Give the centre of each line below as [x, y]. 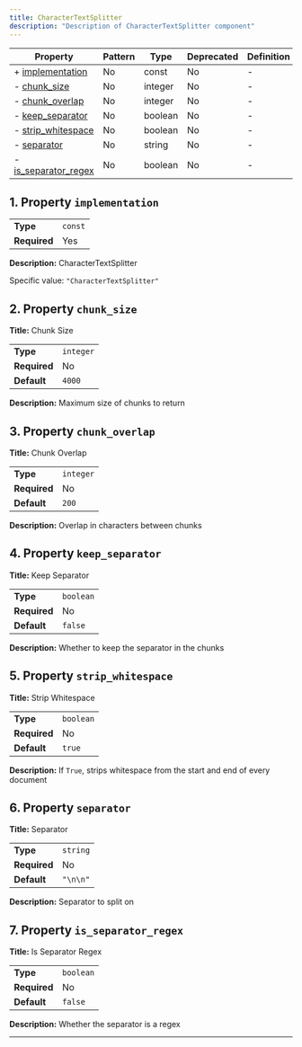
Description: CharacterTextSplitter [73, 263]
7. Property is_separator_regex [97, 930]
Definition [268, 57]
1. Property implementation [84, 202]
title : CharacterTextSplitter [66, 18]
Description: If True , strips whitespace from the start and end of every [140, 770]
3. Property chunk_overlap [82, 431]
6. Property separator [71, 807]
